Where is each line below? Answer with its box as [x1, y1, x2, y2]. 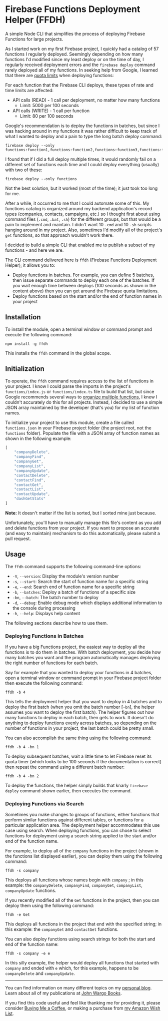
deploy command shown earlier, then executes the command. [5, 788, 132, 794]
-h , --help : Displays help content [12, 610, 80, 616]
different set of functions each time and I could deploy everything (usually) [5, 161, 159, 167]
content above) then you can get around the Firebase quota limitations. [12, 288, 159, 294]
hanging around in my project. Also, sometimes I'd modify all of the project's [5, 227, 162, 233]
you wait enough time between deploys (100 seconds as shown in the [12, 282, 156, 288]
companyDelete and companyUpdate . [5, 970, 75, 976]
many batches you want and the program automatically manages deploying [5, 655, 160, 661]
